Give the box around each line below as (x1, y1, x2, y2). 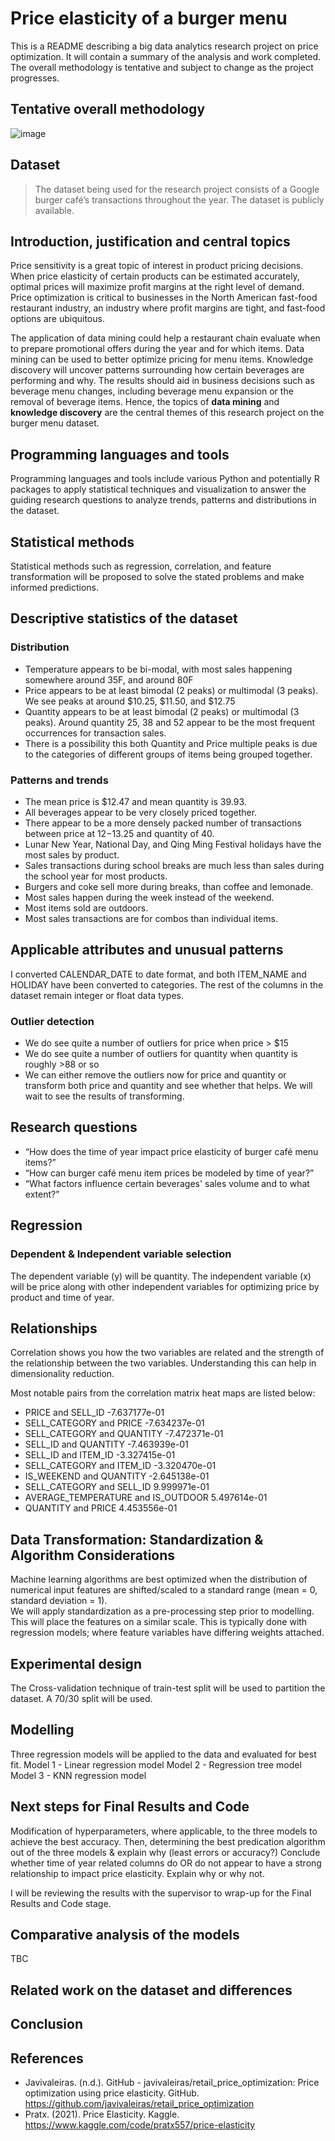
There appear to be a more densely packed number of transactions (24, 817, 302, 829)
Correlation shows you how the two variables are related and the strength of (10, 1347, 325, 1359)
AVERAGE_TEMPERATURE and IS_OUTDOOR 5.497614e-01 (24, 1492, 268, 1504)
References (10, 2050, 84, 2067)
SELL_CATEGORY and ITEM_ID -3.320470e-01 (24, 1460, 217, 1472)
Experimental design (10, 1655, 142, 1672)
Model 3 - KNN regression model (10, 1769, 147, 1781)
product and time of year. (10, 1291, 115, 1303)
